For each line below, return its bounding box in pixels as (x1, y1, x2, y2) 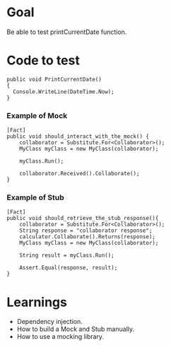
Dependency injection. (16, 318, 83, 326)
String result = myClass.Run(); (19, 252, 114, 259)
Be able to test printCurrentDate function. (6, 28, 127, 36)
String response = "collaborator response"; (19, 227, 153, 234)
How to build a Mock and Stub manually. (16, 325, 135, 333)
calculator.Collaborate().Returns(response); (19, 233, 156, 240)
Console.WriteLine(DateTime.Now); (13, 88, 114, 95)
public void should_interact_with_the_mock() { (6, 133, 150, 140)
